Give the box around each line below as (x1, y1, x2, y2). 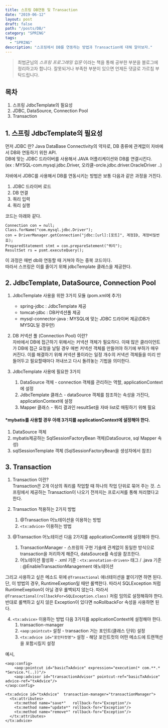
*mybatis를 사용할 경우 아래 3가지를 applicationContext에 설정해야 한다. (5, 417, 150, 423)
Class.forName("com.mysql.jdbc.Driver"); (5, 227, 93, 233)
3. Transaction (5, 463, 52, 471)
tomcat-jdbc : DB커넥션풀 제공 (20, 310, 81, 316)
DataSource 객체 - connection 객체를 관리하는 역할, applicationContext (20, 379, 163, 385)
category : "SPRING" (5, 31, 46, 36)
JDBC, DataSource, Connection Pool (12, 108, 88, 114)
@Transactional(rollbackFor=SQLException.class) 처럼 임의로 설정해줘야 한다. (5, 593, 163, 599)
